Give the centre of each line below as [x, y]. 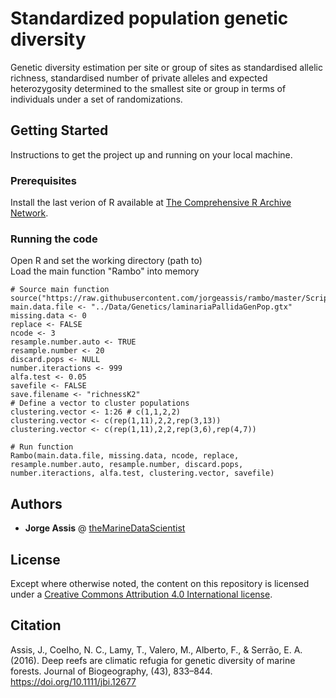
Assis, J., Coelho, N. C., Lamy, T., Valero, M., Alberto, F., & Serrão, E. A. [156, 649]
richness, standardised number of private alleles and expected [139, 78]
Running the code [54, 239]
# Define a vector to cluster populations [100, 403]
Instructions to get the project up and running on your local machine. [151, 154]
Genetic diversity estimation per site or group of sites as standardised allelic [166, 67]
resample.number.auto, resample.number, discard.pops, [127, 465]
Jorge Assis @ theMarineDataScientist [105, 528]
